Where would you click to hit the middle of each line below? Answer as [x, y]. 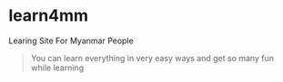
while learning [57, 68]
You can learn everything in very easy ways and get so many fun [152, 58]
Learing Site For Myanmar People [71, 41]
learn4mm [48, 16]
